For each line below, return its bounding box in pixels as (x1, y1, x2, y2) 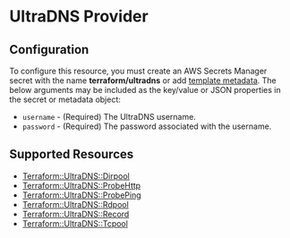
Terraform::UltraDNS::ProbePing (21, 190, 141, 200)
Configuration (9, 42, 90, 57)
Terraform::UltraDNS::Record (21, 208, 130, 219)
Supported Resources (9, 147, 134, 162)
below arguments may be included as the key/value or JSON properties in (9, 85, 281, 95)
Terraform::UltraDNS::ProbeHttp (21, 180, 141, 191)
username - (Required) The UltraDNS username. (21, 112, 197, 122)
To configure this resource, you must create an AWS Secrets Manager (9, 65, 268, 76)
